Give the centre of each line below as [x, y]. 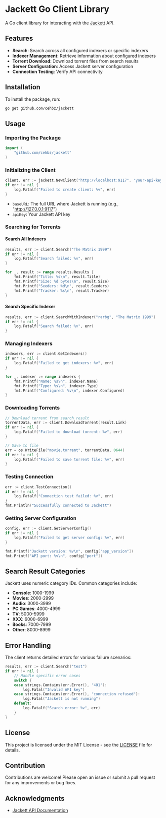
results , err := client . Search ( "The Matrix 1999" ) [58, 249]
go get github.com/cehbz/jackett [40, 108]
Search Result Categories [45, 571]
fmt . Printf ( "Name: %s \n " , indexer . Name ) [56, 381]
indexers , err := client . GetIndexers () [46, 354]
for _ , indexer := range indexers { [43, 376]
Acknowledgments [35, 798]
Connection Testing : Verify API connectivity [57, 71]
